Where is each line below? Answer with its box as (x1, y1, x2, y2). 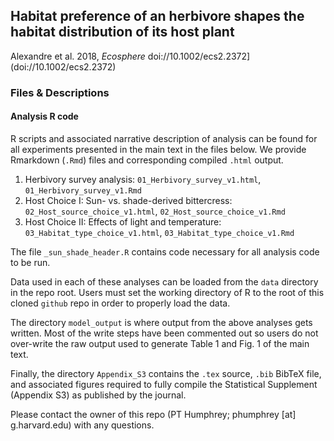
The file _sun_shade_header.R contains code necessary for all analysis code (10, 245, 320, 258)
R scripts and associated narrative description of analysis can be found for (10, 132, 318, 144)
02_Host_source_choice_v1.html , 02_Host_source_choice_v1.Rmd (24, 205, 286, 217)
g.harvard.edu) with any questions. (10, 419, 155, 431)
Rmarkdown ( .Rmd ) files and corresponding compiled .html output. (10, 154, 284, 166)
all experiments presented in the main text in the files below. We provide (10, 143, 307, 155)
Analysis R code (10, 110, 79, 123)
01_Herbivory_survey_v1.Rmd (24, 185, 142, 196)
